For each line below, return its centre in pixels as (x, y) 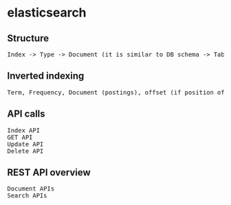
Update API (25, 144)
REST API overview (49, 173)
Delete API (25, 151)
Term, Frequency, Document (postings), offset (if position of (116, 92)
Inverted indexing (46, 76)
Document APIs (31, 189)
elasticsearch (47, 13)
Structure (28, 38)
